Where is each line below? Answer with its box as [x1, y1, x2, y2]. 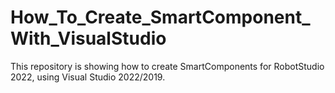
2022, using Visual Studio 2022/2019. [10, 71, 166, 83]
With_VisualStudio [10, 27, 167, 50]
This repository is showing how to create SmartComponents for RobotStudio [10, 60, 325, 72]
